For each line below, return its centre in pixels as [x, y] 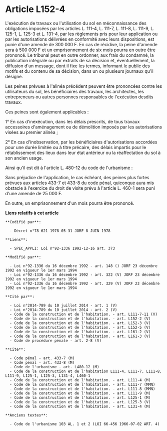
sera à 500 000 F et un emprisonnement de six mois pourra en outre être [80, 50]
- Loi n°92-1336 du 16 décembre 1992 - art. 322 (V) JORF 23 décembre [85, 274]
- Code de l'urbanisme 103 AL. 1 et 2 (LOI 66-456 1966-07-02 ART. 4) [85, 424]
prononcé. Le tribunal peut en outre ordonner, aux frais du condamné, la [79, 55]
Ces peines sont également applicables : [47, 112]
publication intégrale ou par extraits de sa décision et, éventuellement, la [80, 60]
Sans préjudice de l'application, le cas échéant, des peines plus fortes [77, 177]
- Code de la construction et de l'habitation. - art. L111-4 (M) [80, 380]
